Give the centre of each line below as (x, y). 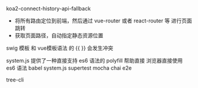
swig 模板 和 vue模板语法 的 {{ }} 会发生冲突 (60, 48)
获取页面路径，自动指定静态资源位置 (59, 35)
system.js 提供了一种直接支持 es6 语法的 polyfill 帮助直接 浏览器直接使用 (95, 61)
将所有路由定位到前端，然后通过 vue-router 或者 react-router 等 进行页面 (103, 21)
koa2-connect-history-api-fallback (48, 9)
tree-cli (15, 80)
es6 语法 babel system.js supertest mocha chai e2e (69, 68)
